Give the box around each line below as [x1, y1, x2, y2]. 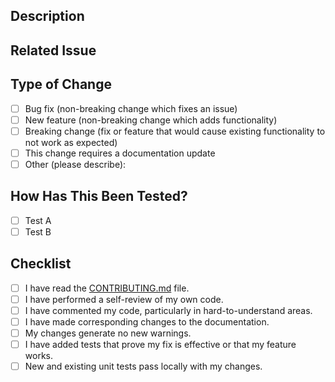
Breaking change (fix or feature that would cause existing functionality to [24, 125, 326, 137]
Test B [24, 225, 52, 238]
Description [10, 8, 85, 25]
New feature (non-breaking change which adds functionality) [24, 114, 278, 126]
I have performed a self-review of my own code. [24, 293, 224, 305]
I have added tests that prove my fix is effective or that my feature [24, 338, 297, 350]
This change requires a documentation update [24, 147, 216, 159]
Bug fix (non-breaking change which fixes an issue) [24, 102, 238, 114]
